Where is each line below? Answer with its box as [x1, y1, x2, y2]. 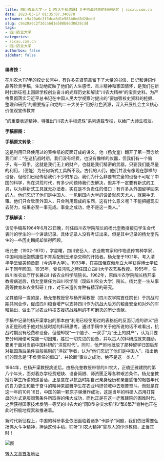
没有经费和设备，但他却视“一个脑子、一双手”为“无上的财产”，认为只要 [18, 330, 158, 336]
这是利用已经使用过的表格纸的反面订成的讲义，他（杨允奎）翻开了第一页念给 [5, 149, 159, 155]
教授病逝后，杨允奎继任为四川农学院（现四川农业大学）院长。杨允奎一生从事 [5, 278, 159, 284]
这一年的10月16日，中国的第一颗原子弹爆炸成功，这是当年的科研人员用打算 [5, 389, 155, 395]
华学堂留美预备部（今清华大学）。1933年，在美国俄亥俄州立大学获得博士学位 [5, 260, 158, 266]
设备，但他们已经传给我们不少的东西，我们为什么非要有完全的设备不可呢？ [5, 174, 155, 180]
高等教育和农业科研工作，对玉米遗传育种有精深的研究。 [5, 284, 116, 290]
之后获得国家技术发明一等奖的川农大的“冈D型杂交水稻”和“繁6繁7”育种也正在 [5, 401, 158, 407]
